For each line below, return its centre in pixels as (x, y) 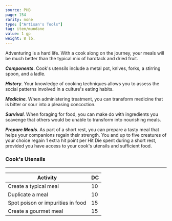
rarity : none (19, 19)
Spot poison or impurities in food (47, 203)
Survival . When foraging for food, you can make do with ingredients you (82, 114)
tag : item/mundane (25, 29)
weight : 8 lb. (20, 39)
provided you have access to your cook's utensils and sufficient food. (79, 145)
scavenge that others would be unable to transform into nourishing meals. (83, 119)
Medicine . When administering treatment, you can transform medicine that (84, 99)
